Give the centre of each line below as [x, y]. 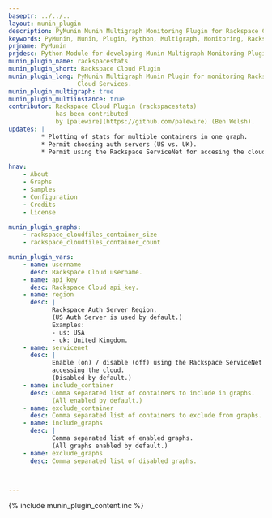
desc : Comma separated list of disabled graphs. [113, 461]
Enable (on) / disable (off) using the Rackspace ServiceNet [157, 363]
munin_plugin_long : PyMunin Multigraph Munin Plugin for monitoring [126, 76]
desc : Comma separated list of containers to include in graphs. [142, 393]
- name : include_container [68, 385]
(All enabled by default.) [97, 400]
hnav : [17, 167]
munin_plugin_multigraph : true [61, 91]
